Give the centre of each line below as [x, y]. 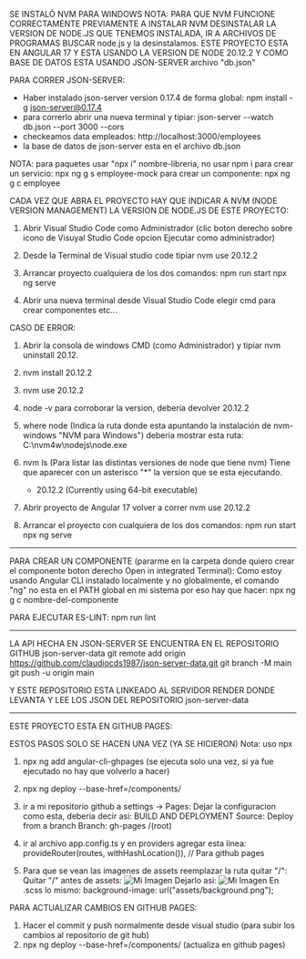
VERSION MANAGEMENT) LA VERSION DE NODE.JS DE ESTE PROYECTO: [149, 210]
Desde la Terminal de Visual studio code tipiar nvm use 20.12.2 [140, 255]
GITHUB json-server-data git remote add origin [98, 653]
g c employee [35, 183]
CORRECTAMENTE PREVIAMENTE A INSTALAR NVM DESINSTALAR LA [143, 24]
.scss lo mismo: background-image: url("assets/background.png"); [148, 890]
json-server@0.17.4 [66, 107]
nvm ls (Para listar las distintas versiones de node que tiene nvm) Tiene [157, 463]
